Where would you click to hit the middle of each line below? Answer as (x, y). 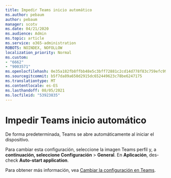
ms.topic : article (25, 39)
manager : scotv (21, 24)
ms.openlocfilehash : (27, 72)
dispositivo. (17, 140)
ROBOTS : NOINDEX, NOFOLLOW (34, 48)
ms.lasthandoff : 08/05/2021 (35, 90)
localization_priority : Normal (38, 52)
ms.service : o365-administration (41, 43)
